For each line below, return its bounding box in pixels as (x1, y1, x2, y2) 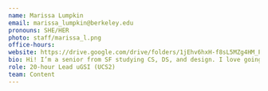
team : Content (8, 70, 56, 78)
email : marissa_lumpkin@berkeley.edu (8, 19, 134, 27)
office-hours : (8, 41, 56, 49)
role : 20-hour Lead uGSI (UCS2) (8, 63, 116, 71)
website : (8, 48, 37, 56)
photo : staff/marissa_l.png (8, 33, 102, 42)
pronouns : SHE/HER (8, 26, 69, 34)
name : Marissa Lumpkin (8, 11, 84, 20)
